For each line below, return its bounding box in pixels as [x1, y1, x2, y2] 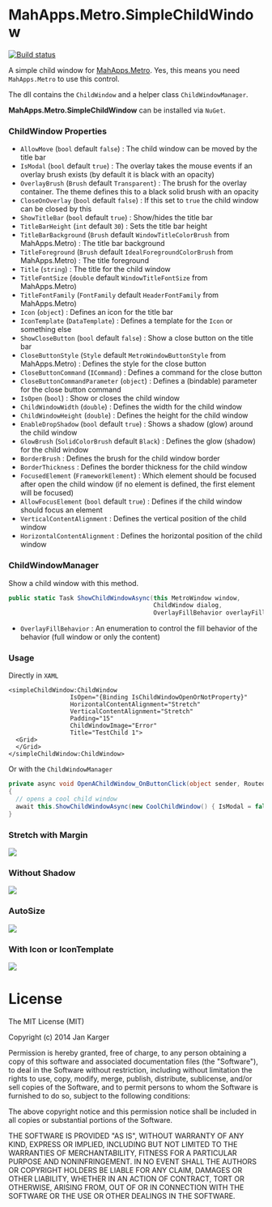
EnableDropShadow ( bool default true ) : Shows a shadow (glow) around [19, 419, 253, 429]
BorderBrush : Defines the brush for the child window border [19, 453, 220, 463]
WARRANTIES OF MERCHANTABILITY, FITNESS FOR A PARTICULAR [8, 1148, 237, 1158]
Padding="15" [70, 715, 114, 723]
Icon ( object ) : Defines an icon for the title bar [19, 308, 174, 317]
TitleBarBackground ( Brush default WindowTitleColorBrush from [19, 230, 230, 240]
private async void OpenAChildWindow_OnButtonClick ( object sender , [8, 780, 241, 788]
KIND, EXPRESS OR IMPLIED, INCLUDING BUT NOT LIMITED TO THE [8, 1139, 238, 1149]
